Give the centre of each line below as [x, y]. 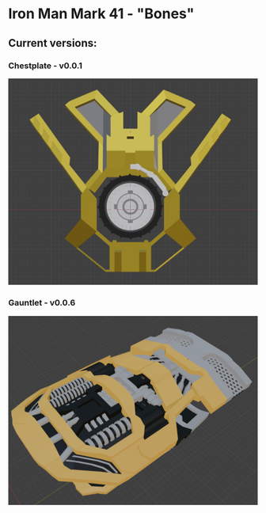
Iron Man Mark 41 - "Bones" [101, 14]
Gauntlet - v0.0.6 [42, 303]
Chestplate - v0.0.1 [46, 66]
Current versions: [53, 43]
